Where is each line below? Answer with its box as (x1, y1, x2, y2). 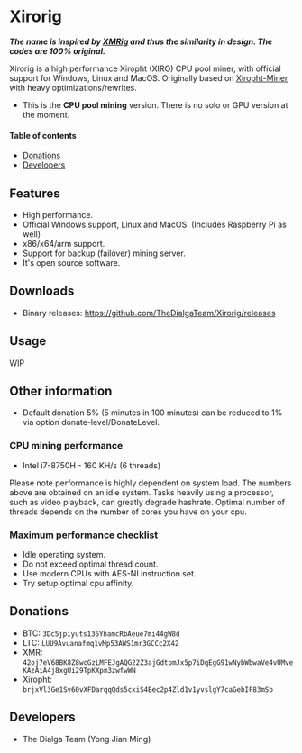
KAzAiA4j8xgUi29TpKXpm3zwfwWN (22, 666, 137, 675)
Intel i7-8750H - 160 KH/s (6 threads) (22, 459, 160, 470)
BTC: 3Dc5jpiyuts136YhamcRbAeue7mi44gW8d (22, 628, 180, 639)
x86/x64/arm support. (22, 238, 105, 249)
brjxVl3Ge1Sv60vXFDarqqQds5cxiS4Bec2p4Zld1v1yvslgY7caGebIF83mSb (22, 685, 273, 694)
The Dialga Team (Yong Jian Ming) (22, 733, 151, 744)
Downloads (9, 284, 75, 299)
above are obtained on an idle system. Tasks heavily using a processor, (9, 486, 275, 497)
